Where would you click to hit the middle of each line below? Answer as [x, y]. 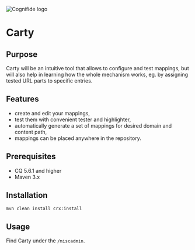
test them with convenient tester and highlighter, [73, 119]
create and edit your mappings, [52, 113]
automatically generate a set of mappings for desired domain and [93, 125]
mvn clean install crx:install [44, 209]
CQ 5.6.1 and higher [38, 170]
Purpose [22, 54]
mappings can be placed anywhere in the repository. [78, 138]
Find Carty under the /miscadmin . [46, 241]
